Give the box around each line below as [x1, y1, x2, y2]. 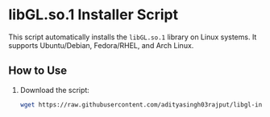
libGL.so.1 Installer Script [8, 6, 179, 24]
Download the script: [19, 85, 90, 95]
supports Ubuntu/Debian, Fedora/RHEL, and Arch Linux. [8, 40, 194, 50]
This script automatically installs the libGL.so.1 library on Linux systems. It [8, 32, 257, 42]
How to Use [8, 64, 68, 78]
